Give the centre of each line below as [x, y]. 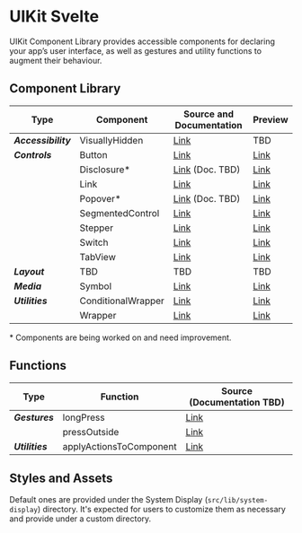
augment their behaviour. [56, 60]
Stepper [97, 228]
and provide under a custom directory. [80, 519]
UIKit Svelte [54, 17]
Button [93, 154]
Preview [271, 119]
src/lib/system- [238, 501]
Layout [29, 271]
